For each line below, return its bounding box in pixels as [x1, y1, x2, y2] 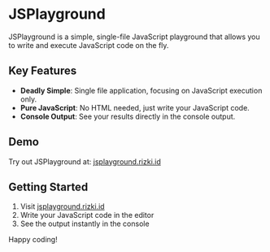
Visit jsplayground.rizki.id [20, 202, 105, 211]
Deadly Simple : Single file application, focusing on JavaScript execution [20, 85, 263, 95]
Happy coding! [8, 235, 59, 245]
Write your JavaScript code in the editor [20, 211, 155, 220]
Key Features [8, 64, 77, 78]
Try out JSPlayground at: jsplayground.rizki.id [8, 156, 161, 167]
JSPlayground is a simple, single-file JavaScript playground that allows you [8, 32, 260, 41]
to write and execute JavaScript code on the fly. [8, 40, 169, 50]
